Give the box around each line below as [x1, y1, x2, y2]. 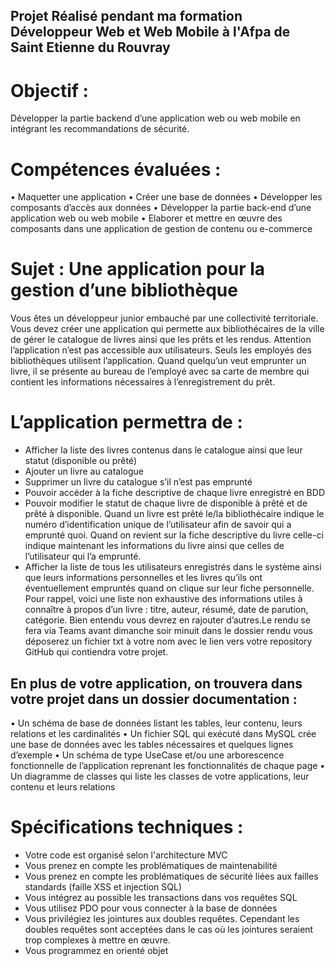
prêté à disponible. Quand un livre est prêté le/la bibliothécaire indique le [24, 508, 325, 520]
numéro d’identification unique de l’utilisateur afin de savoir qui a [24, 519, 292, 531]
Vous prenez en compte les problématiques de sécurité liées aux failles [24, 870, 319, 882]
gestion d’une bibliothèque [10, 279, 238, 302]
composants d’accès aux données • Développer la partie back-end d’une [10, 202, 312, 214]
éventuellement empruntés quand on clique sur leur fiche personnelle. [24, 582, 315, 594]
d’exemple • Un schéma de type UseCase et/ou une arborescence [10, 749, 285, 761]
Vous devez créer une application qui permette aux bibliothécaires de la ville [10, 323, 325, 335]
